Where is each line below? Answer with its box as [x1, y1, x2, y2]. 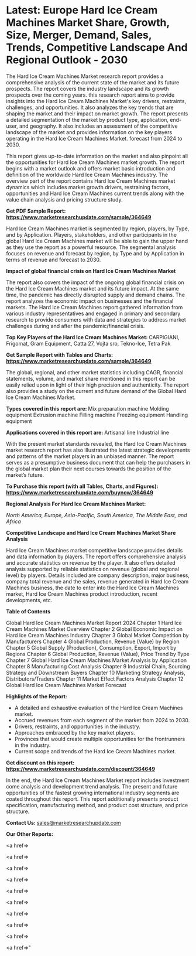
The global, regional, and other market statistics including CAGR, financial [6, 368, 184, 375]
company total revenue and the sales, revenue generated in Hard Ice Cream [6, 578, 189, 585]
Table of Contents [6, 607, 51, 615]
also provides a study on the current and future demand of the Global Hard [6, 387, 187, 394]
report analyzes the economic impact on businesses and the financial [6, 297, 174, 305]
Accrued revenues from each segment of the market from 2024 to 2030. [14, 716, 190, 723]
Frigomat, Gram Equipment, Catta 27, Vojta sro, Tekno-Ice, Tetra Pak [6, 340, 171, 347]
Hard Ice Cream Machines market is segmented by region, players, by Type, [6, 225, 190, 232]
